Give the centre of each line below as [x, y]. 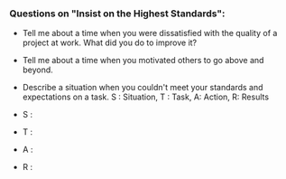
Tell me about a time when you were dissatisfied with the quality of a [150, 33]
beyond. [38, 70]
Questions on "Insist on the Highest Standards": [117, 14]
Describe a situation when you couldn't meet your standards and [143, 88]
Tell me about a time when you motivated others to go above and [143, 61]
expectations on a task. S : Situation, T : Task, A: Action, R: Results [145, 97]
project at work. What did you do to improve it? [110, 42]
